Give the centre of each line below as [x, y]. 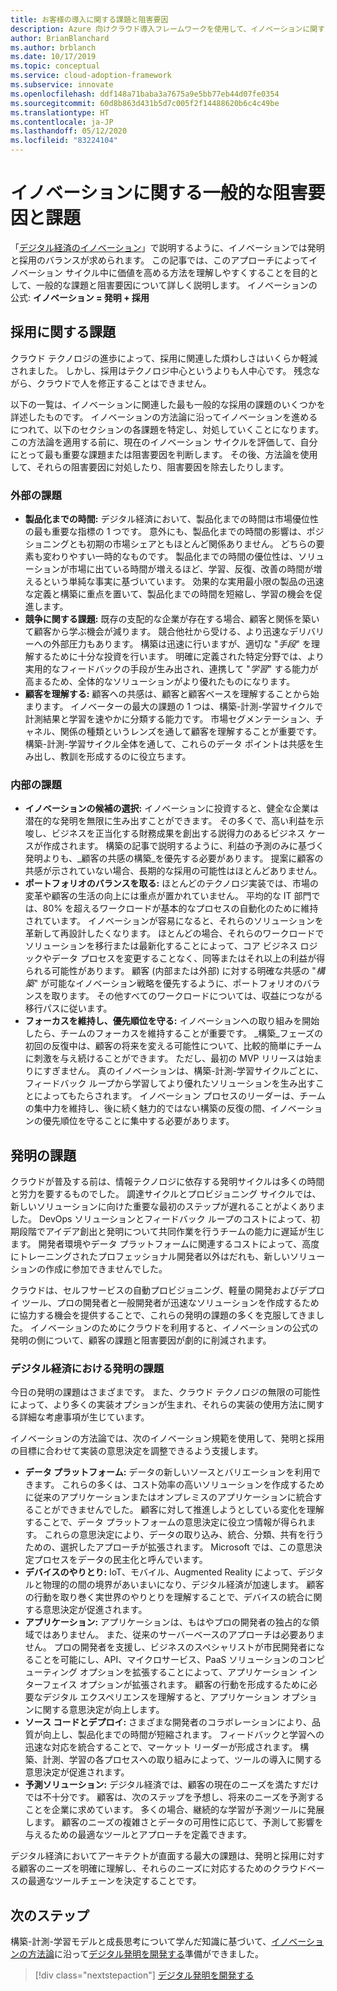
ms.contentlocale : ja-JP [62, 122]
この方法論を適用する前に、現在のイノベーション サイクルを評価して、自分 [164, 442]
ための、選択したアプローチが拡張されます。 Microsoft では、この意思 [169, 1547]
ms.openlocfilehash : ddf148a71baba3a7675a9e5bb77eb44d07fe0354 [145, 94]
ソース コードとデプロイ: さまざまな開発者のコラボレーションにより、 [168, 1722]
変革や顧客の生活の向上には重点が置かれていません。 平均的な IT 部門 [168, 896]
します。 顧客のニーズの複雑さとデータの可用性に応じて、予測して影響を [174, 1822]
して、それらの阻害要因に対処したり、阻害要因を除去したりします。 [149, 467]
